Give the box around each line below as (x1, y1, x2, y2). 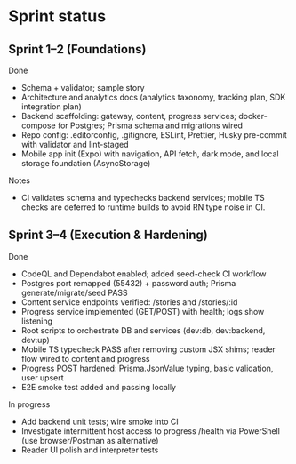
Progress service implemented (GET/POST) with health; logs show (20, 306, 265, 316)
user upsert (20, 372, 64, 383)
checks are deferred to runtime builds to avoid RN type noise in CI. (20, 202, 266, 212)
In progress (8, 398, 51, 410)
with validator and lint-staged (20, 140, 130, 149)
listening (20, 316, 53, 326)
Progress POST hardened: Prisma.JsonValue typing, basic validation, (20, 363, 274, 373)
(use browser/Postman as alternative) (20, 435, 159, 445)
